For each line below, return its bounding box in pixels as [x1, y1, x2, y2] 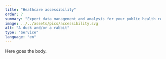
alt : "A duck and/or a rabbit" [5, 26, 70, 30]
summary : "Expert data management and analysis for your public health [5, 16, 156, 21]
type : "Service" [5, 30, 39, 35]
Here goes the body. [5, 48, 47, 54]
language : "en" [5, 35, 37, 40]
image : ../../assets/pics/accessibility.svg [5, 21, 98, 26]
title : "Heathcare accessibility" [5, 7, 77, 12]
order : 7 [5, 12, 23, 17]
